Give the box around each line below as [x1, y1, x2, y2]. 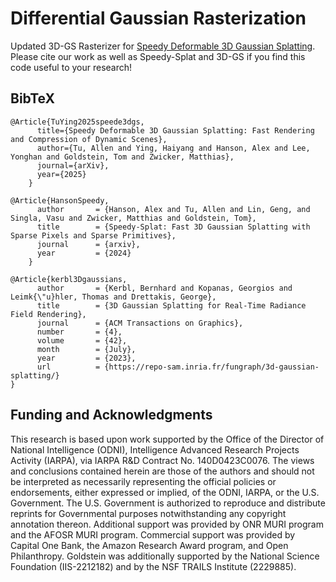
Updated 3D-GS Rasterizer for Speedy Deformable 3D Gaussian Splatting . [10, 40, 316, 52]
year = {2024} [36, 248, 132, 258]
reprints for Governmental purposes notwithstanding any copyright [10, 507, 287, 519]
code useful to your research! [10, 61, 133, 73]
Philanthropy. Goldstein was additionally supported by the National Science [10, 550, 320, 562]
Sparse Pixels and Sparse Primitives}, [10, 230, 177, 241]
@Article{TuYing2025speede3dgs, [10, 117, 145, 127]
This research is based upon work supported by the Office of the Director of [10, 433, 325, 445]
